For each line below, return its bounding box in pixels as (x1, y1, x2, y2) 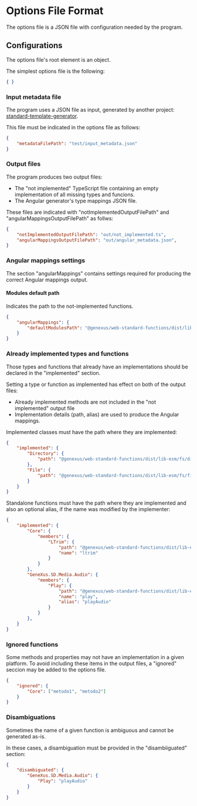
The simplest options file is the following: (6, 68, 105, 75)
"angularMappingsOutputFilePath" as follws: (6, 214, 113, 221)
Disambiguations (6, 713, 56, 721)
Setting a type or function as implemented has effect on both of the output (6, 381, 186, 388)
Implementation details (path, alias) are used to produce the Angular (14, 411, 179, 418)
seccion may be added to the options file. (6, 666, 107, 673)
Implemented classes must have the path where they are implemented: (6, 428, 178, 435)
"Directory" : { (27, 451, 64, 456)
